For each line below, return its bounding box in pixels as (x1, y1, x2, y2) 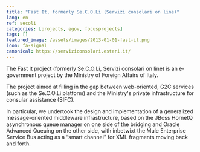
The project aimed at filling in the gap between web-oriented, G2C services (6, 83, 195, 90)
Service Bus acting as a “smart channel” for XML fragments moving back (6, 133, 189, 140)
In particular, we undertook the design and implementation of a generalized (6, 107, 193, 115)
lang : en (6, 15, 28, 21)
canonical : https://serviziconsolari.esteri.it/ (6, 48, 131, 55)
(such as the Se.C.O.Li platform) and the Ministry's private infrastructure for (6, 89, 195, 97)
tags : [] (6, 31, 28, 38)
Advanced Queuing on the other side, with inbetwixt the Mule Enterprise (6, 127, 186, 134)
